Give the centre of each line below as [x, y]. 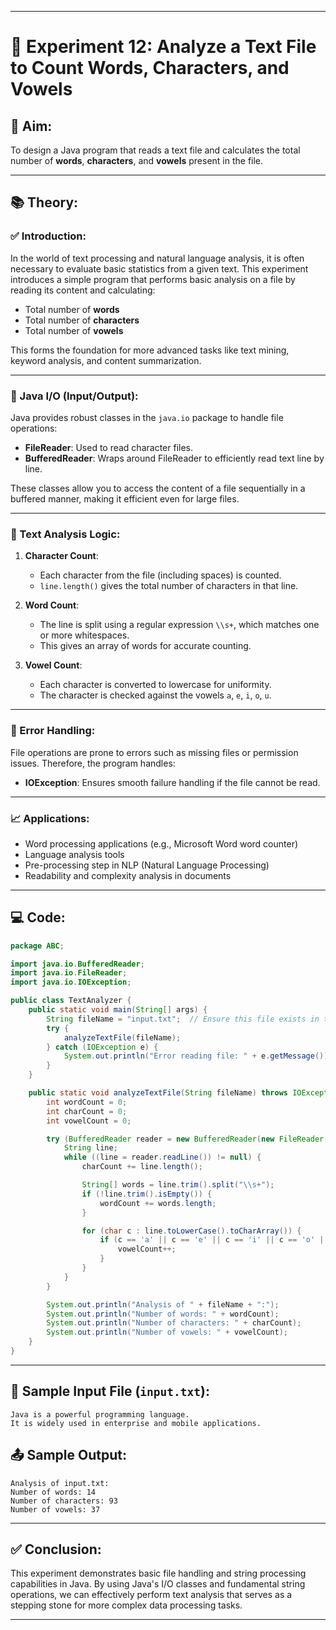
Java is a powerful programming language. [100, 1414]
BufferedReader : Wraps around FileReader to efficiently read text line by [174, 458]
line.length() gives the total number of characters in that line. [169, 586]
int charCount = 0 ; [87, 1111]
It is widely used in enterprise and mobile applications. [136, 1423]
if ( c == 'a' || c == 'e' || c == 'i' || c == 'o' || [214, 1240]
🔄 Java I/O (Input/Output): [74, 396]
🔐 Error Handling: [53, 731]
